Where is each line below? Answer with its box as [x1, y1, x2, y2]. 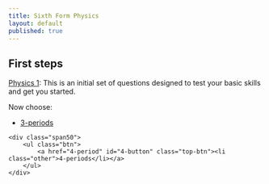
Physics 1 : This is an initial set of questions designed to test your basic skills [8, 78, 261, 88]
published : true [8, 27, 63, 35]
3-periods [19, 118, 54, 128]
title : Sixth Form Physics [8, 11, 99, 20]
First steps [8, 56, 63, 70]
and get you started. [8, 86, 76, 97]
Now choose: [8, 102, 53, 112]
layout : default [8, 19, 63, 27]
